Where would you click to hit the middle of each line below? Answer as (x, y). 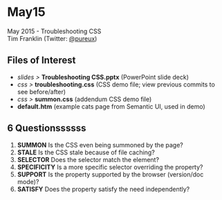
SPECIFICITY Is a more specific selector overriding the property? (110, 167)
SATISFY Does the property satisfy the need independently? (103, 189)
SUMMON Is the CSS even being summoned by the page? (100, 145)
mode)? (28, 181)
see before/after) (41, 91)
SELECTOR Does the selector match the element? (88, 159)
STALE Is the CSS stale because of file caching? (86, 152)
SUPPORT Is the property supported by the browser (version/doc (110, 174)
